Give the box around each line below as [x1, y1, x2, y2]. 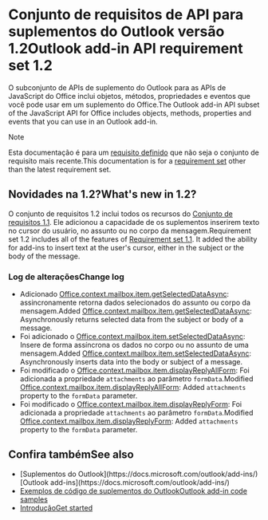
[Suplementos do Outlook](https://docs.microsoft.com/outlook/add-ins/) [19, 469, 258, 479]
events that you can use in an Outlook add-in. [8, 116, 158, 126]
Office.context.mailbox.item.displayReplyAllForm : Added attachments [19, 383, 246, 392]
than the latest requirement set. [8, 164, 112, 174]
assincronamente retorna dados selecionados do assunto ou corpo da [19, 297, 251, 308]
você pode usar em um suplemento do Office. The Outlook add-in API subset [8, 100, 260, 109]
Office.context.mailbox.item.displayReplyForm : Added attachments [19, 416, 238, 426]
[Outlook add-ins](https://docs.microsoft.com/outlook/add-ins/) [19, 477, 230, 487]
